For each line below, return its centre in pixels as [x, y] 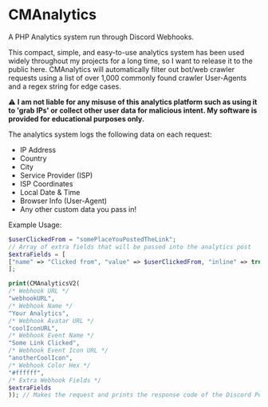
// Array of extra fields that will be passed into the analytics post [130, 247]
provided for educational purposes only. [77, 118]
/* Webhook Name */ [41, 305]
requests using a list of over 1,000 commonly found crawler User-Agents [128, 78]
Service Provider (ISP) [56, 175]
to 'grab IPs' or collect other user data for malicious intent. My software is [133, 110]
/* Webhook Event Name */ [51, 336]
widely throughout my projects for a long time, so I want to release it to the [131, 61]
